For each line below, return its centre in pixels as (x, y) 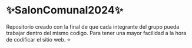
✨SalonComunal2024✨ (65, 10)
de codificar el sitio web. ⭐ (39, 39)
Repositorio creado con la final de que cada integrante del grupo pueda (93, 26)
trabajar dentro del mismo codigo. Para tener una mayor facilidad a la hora (96, 33)
